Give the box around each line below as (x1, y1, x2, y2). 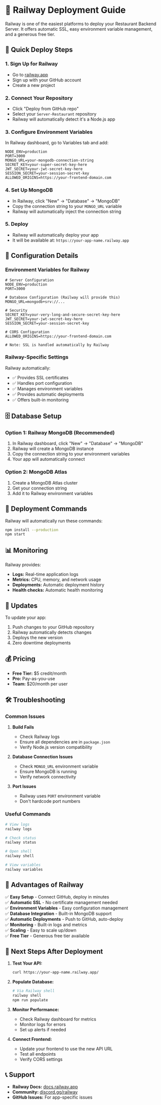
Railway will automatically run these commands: (5, 518, 103, 524)
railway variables (5, 867, 43, 872)
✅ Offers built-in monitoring (12, 397, 69, 403)
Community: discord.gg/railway (12, 1089, 78, 1095)
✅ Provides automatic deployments (12, 391, 84, 397)
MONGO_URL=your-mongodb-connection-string (5, 158, 94, 163)
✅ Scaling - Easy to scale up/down (5, 927, 77, 933)
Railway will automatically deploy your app (12, 232, 99, 238)
